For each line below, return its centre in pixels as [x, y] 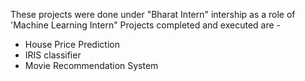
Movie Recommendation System [91, 65]
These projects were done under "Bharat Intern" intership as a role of [153, 14]
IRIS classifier [53, 55]
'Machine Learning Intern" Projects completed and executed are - [146, 25]
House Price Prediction [72, 44]
